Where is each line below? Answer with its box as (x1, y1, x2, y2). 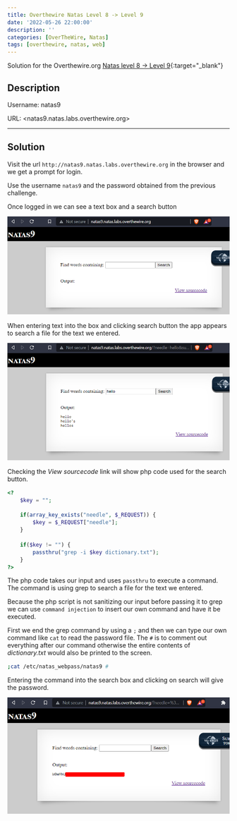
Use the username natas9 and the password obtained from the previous (7, 181, 217, 190)
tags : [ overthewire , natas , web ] (7, 41, 106, 49)
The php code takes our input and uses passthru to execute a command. (7, 576, 219, 585)
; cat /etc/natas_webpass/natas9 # (7, 663, 109, 670)
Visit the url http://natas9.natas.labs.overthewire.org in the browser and (7, 159, 224, 169)
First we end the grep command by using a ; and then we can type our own (7, 626, 227, 635)
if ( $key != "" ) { (20, 541, 71, 548)
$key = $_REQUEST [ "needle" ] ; (32, 519, 119, 526)
